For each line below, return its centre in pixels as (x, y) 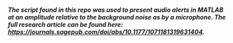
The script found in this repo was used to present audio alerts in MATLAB (116, 10)
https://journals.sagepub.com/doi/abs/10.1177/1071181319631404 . (106, 32)
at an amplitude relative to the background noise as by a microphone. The (117, 17)
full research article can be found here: (66, 24)
